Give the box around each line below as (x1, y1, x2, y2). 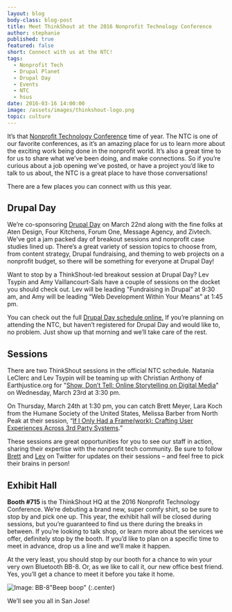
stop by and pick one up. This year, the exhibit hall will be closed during (7, 512, 211, 521)
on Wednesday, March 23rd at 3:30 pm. (7, 389, 121, 397)
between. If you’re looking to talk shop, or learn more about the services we (7, 527, 224, 536)
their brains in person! (7, 459, 70, 467)
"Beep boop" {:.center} (49, 584, 116, 592)
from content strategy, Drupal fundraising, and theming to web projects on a (7, 250, 224, 258)
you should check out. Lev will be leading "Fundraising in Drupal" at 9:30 (7, 285, 215, 294)
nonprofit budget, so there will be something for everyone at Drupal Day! (7, 257, 215, 266)
